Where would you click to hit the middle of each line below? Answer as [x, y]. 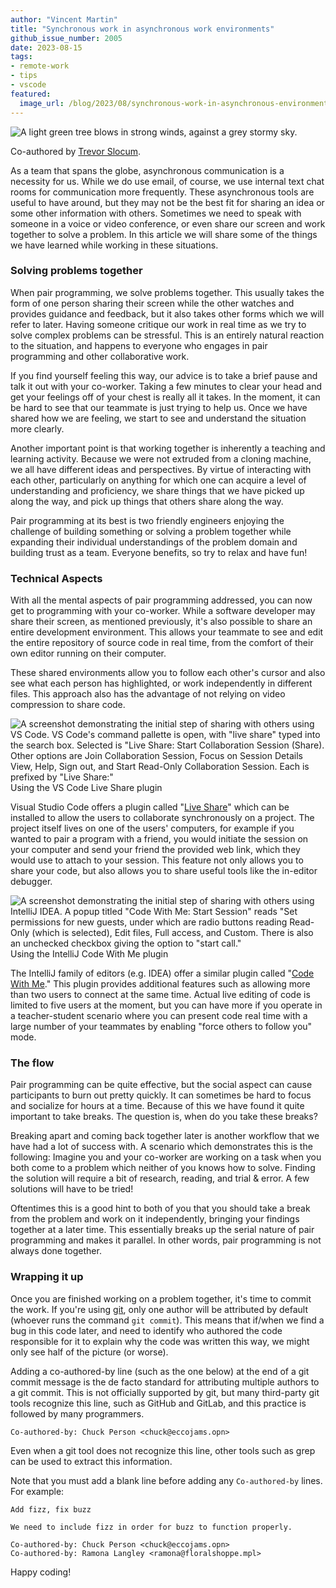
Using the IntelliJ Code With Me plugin [89, 954]
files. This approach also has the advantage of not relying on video [148, 694]
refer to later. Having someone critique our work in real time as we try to [158, 324]
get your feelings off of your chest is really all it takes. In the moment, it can [165, 397]
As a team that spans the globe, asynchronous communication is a [147, 170]
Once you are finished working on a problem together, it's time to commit [161, 1298]
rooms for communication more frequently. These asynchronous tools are [162, 192]
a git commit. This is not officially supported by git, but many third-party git [165, 1392]
